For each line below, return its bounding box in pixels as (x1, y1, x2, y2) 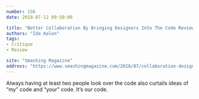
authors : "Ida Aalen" (6, 30, 60, 36)
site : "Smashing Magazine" (6, 58, 73, 63)
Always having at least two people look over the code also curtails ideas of (6, 79, 188, 87)
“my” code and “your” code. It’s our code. (6, 85, 108, 92)
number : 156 (6, 8, 36, 15)
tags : (6, 36, 20, 42)
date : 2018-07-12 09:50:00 (6, 14, 73, 20)
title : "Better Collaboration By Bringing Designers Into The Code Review (6, 25, 195, 31)
